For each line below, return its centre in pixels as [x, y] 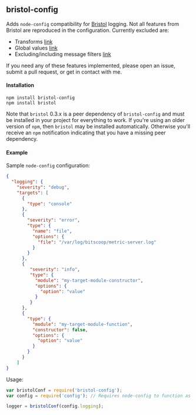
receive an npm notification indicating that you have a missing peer [86, 133]
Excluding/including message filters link [63, 54]
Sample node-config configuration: [48, 166]
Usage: [15, 379]
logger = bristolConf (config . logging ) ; [55, 406]
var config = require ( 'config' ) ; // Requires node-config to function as [99, 396]
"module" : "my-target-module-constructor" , [89, 280]
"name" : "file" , [52, 231]
